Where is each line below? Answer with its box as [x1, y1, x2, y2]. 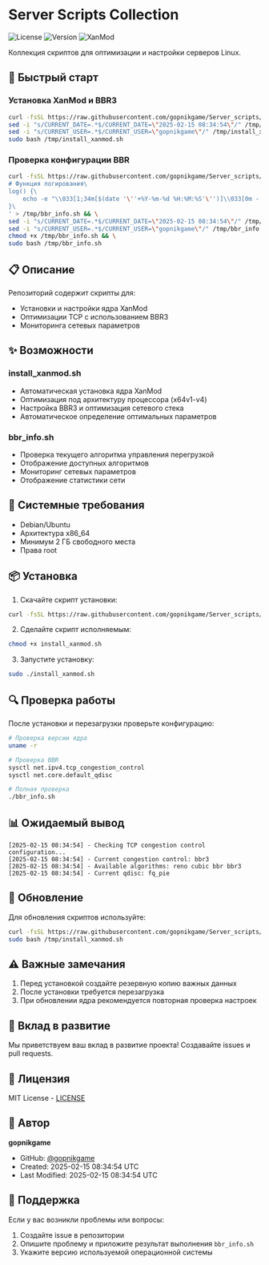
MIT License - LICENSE [8, 1093, 86, 1102]
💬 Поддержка [8, 1194, 80, 1207]
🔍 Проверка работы [8, 693, 116, 707]
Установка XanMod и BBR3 [8, 95, 118, 106]
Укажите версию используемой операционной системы [19, 1247, 214, 1257]
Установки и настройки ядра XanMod [19, 303, 148, 313]
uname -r [8, 741, 38, 750]
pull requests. [8, 1049, 54, 1058]
